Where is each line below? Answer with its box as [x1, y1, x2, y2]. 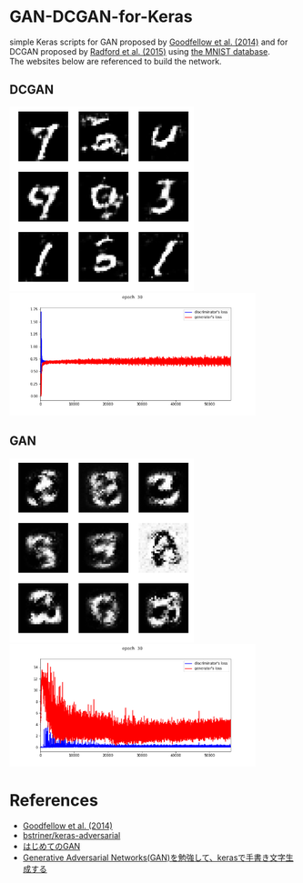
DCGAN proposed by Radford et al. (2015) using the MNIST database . [9, 45, 271, 56]
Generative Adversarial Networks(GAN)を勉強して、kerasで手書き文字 [22, 852, 287, 863]
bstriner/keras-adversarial [22, 829, 121, 840]
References [9, 789, 98, 810]
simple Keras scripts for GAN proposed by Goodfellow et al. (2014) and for [9, 36, 288, 47]
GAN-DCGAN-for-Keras [9, 6, 193, 27]
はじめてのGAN [22, 840, 81, 851]
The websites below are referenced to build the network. [9, 55, 222, 66]
